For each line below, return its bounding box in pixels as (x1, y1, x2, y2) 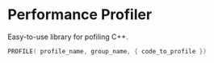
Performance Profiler (7, 6, 153, 24)
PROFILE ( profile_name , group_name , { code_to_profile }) (7, 47, 207, 55)
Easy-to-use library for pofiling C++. (7, 32, 128, 41)
